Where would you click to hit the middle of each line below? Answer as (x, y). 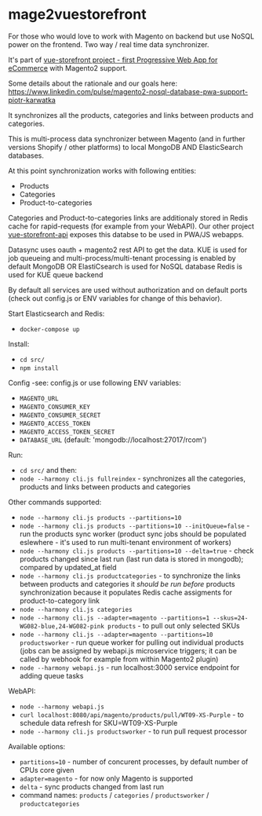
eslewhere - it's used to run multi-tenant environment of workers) (125, 542)
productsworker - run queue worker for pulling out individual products (132, 642)
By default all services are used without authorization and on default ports (128, 290)
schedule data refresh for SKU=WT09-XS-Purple (98, 723)
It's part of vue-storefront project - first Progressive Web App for (113, 60)
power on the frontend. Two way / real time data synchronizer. (109, 44)
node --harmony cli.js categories (76, 609)
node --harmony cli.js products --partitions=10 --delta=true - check (136, 551)
